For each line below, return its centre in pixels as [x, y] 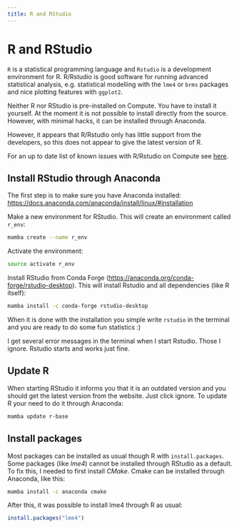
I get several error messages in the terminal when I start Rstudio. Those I [114, 341]
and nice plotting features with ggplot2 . [65, 92]
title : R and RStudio [40, 14]
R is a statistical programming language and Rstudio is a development [110, 69]
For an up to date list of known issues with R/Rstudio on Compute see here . [118, 156]
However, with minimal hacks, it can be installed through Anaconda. [107, 120]
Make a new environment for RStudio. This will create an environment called [119, 217]
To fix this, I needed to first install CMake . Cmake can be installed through [116, 471]
